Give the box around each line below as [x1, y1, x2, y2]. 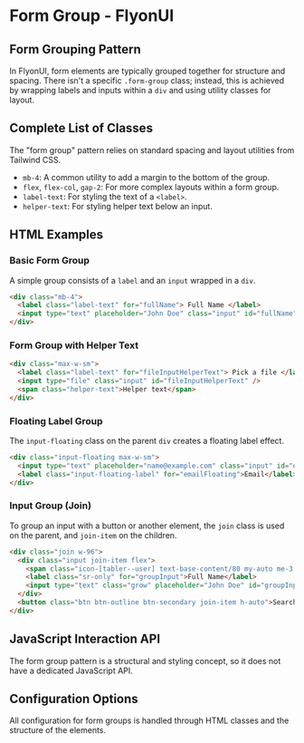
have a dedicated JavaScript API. [9, 665, 133, 676]
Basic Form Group [9, 255, 90, 267]
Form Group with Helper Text [9, 339, 138, 352]
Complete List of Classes [9, 121, 154, 136]
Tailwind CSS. [9, 154, 62, 165]
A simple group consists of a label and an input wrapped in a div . [9, 275, 256, 285]
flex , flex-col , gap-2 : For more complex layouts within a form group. [22, 181, 280, 192]
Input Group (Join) [9, 499, 92, 512]
